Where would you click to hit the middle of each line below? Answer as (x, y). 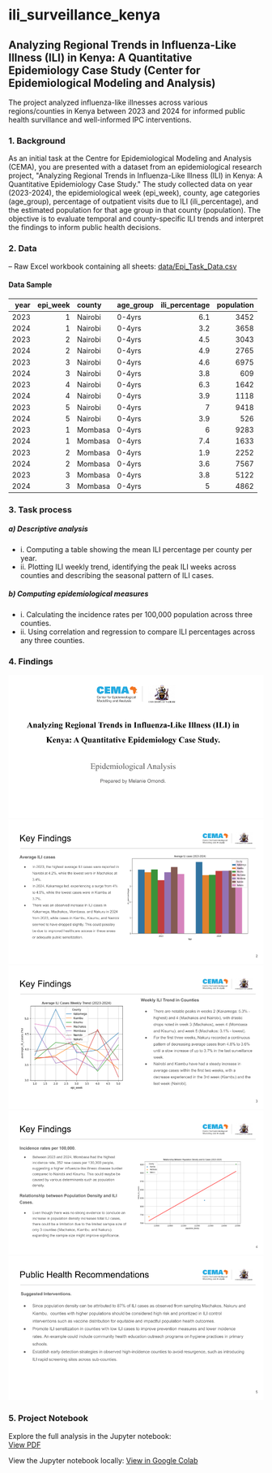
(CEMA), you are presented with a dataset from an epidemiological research (135, 167)
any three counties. (52, 640)
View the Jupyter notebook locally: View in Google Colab (103, 1460)
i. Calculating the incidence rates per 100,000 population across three (136, 614)
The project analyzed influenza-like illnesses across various (108, 102)
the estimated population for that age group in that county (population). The (135, 210)
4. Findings (31, 661)
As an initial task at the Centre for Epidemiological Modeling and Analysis (130, 158)
